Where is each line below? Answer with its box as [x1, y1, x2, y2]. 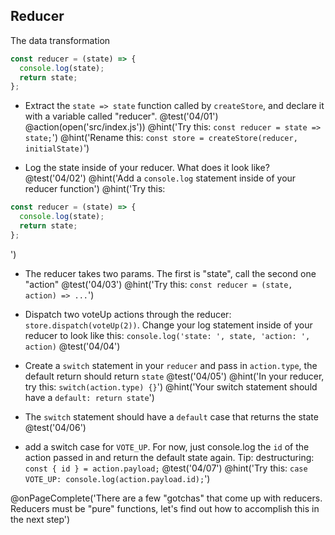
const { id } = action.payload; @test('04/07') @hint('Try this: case [24, 462, 308, 474]
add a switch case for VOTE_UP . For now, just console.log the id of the [24, 440, 310, 453]
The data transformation [10, 34, 111, 46]
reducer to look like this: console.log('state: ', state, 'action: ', [24, 329, 311, 341]
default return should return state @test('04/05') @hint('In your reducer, [24, 370, 325, 382]
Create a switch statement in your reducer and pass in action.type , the [24, 359, 318, 371]
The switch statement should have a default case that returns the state [24, 410, 319, 423]
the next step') [10, 513, 71, 525]
